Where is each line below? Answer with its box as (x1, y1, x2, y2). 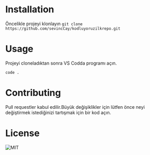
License (5, 127, 40, 139)
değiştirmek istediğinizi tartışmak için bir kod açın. (5, 109, 111, 115)
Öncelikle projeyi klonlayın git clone (5, 21, 83, 27)
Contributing (5, 87, 61, 99)
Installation (5, 4, 54, 15)
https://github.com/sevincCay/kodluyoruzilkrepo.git (5, 26, 121, 31)
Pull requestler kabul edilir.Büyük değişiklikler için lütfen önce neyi (5, 104, 145, 110)
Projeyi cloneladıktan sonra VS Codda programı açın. (5, 60, 117, 66)
